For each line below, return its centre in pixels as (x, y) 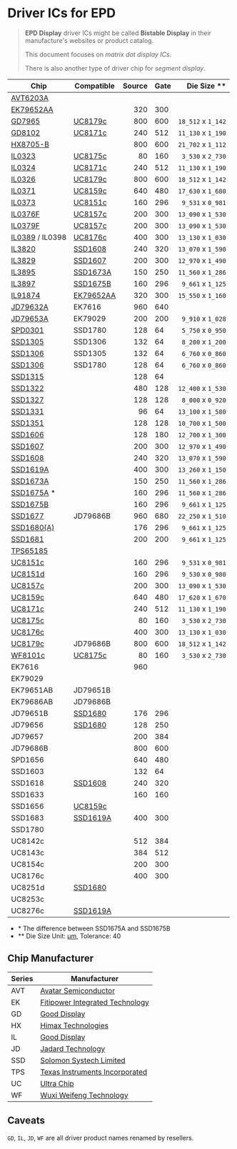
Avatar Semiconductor (78, 990)
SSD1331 (27, 411)
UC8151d (28, 574)
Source (135, 86)
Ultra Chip (57, 1083)
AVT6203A (30, 98)
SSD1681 (27, 539)
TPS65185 (30, 550)
